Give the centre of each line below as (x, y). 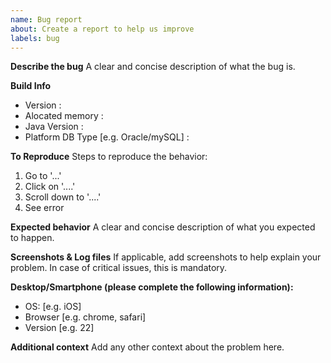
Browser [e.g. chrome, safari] (85, 317)
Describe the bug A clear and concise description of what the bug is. (153, 67)
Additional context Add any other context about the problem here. (147, 347)
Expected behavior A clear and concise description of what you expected (163, 227)
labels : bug (35, 38)
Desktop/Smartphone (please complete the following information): (152, 287)
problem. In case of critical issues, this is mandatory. (119, 268)
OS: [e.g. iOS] (53, 307)
